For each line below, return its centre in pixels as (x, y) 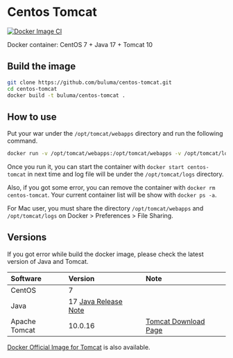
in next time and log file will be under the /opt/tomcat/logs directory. (126, 174)
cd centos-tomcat (32, 89)
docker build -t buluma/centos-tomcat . (67, 95)
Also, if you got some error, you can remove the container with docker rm (111, 188)
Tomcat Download (175, 321)
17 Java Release (95, 301)
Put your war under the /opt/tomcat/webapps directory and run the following (115, 134)
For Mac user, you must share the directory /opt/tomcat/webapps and (105, 208)
